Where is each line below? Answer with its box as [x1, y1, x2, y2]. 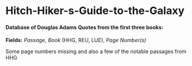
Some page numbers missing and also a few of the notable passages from [5, 48, 187, 55]
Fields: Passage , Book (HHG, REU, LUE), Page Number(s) [5, 37, 147, 44]
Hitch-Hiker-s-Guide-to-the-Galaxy [5, 4, 184, 18]
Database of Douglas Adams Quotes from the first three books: [5, 23, 164, 30]
